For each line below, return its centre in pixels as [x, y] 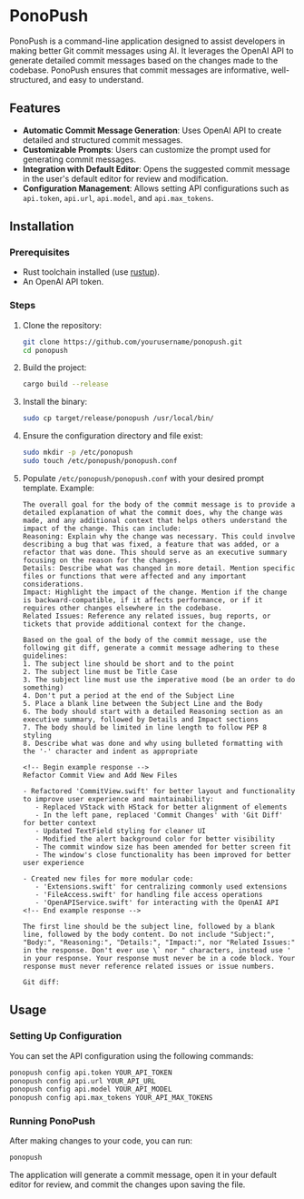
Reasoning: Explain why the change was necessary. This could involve [159, 536]
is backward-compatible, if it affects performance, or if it [142, 600]
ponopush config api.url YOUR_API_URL [83, 1081]
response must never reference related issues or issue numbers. [148, 966]
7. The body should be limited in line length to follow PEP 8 [145, 727]
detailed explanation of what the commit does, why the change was [152, 512]
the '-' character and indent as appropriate [110, 751]
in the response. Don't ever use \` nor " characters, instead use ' [157, 950]
